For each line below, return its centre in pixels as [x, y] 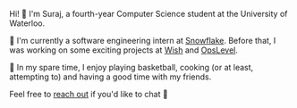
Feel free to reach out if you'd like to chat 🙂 [89, 94]
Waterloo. [27, 23]
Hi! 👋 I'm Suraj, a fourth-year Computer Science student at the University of [148, 14]
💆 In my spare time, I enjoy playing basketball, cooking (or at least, [132, 67]
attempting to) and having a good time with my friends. [110, 77]
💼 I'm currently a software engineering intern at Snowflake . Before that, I [143, 41]
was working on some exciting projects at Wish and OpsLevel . [124, 50]
